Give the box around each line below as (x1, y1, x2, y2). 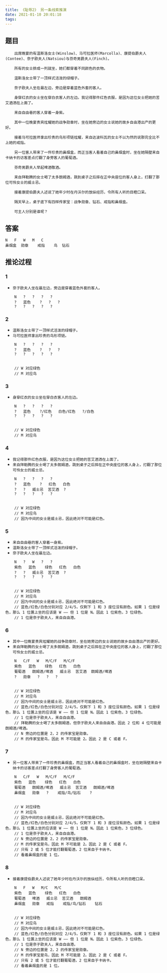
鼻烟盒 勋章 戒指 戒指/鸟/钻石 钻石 (14, 901, 103, 906)
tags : (5, 17, 17, 22)
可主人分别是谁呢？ (14, 209, 48, 215)
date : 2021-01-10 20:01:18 (5, 12, 62, 17)
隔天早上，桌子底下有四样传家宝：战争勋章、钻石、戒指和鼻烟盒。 (14, 200, 130, 205)
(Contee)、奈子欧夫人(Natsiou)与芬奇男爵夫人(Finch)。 (5, 56, 112, 62)
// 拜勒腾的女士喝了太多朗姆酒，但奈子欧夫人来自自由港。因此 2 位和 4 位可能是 (14, 720, 161, 726)
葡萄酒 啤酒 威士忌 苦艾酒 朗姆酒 (14, 896, 91, 901)
